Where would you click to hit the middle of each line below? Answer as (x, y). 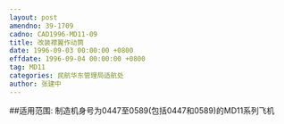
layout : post (33, 17)
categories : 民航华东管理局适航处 (67, 76)
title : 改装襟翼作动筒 (47, 42)
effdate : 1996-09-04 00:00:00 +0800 (77, 59)
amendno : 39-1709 (42, 26)
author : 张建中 (35, 84)
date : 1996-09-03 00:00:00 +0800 (71, 51)
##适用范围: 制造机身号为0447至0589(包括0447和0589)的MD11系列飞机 (142, 110)
